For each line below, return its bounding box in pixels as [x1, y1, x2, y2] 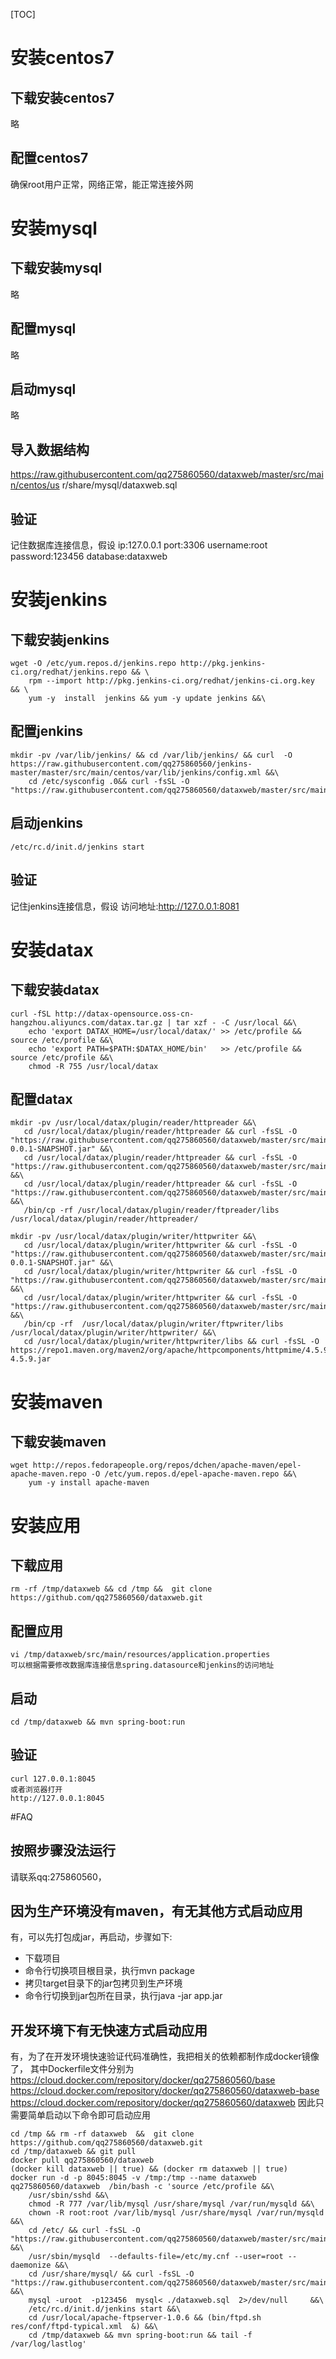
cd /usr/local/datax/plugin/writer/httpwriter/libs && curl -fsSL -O [23, 1337, 320, 1347]
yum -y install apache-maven [28, 1478, 150, 1488]
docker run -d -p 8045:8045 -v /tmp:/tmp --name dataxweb [10, 2173, 257, 2183]
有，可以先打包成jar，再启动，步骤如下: [10, 1931, 173, 1943]
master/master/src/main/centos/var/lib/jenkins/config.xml [10, 767, 262, 778]
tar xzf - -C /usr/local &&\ [175, 1017, 298, 1028]
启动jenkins [10, 815, 83, 832]
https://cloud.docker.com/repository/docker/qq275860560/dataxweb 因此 [10, 2097, 316, 2109]
